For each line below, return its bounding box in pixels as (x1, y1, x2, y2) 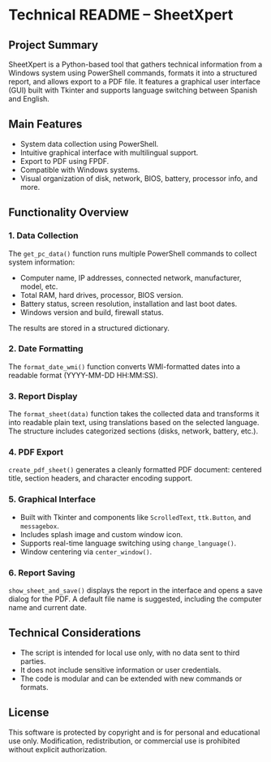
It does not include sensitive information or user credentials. (19, 665, 222, 674)
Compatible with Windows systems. (19, 165, 140, 174)
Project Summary (8, 38, 99, 52)
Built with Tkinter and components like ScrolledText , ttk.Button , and (19, 512, 252, 522)
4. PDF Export (8, 446, 63, 458)
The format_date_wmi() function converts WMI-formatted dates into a (8, 361, 241, 371)
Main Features (8, 118, 83, 131)
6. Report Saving (8, 566, 75, 578)
